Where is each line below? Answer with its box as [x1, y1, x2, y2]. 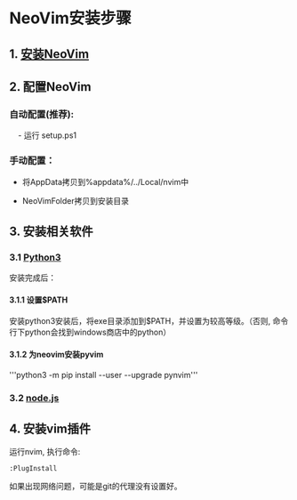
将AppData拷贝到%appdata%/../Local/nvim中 [21, 176, 189, 187]
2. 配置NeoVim [9, 79, 92, 94]
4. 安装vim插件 [9, 421, 92, 436]
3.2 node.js [9, 391, 60, 404]
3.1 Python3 [9, 251, 61, 263]
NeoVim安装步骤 [9, 8, 132, 28]
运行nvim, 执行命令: [9, 447, 81, 457]
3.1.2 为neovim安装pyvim [9, 349, 104, 360]
